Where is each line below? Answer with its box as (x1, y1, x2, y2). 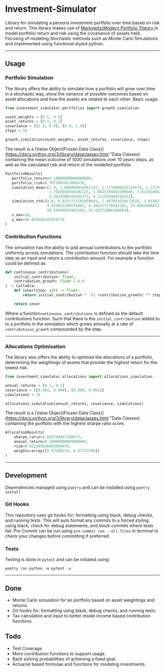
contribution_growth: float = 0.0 (14, 279, 84, 284)
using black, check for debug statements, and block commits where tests (5, 522, 154, 528)
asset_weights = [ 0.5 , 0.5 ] (5, 114, 63, 119)
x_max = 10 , (11, 212, 32, 217)
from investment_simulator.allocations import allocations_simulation (5, 374, 153, 379)
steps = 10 (5, 128, 27, 134)
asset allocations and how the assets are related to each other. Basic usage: (5, 96, 159, 102)
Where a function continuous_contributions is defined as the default (5, 310, 143, 316)
